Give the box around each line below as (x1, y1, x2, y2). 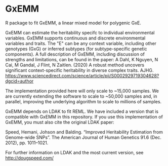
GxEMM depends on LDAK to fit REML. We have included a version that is (5, 108, 158, 114)
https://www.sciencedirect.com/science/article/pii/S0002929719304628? (5, 72, 159, 78)
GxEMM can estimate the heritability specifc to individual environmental (5, 29, 155, 35)
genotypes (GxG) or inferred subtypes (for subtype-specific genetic (5, 46, 148, 52)
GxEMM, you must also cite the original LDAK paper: (5, 119, 115, 125)
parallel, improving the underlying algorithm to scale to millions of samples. (5, 98, 162, 104)
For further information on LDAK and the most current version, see (5, 149, 144, 155)
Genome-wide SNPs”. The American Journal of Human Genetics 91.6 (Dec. (5, 134, 162, 140)
